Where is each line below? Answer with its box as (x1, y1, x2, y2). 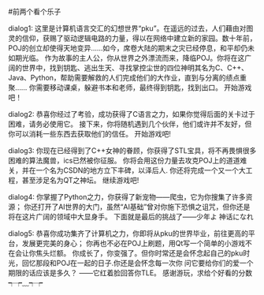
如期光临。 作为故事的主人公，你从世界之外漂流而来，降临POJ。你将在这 (8, 54, 245, 62)
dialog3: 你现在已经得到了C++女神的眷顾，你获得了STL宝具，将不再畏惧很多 (8, 146, 257, 155)
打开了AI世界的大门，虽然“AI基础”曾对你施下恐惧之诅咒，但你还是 (37, 202, 251, 211)
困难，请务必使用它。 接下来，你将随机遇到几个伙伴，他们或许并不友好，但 (8, 119, 252, 129)
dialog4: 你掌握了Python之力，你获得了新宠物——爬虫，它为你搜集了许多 (8, 192, 246, 201)
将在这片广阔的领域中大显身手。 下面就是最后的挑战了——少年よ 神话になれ (8, 212, 254, 221)
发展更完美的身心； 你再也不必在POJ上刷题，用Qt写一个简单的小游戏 (21, 239, 246, 248)
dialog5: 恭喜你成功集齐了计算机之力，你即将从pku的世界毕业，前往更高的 (8, 229, 249, 238)
